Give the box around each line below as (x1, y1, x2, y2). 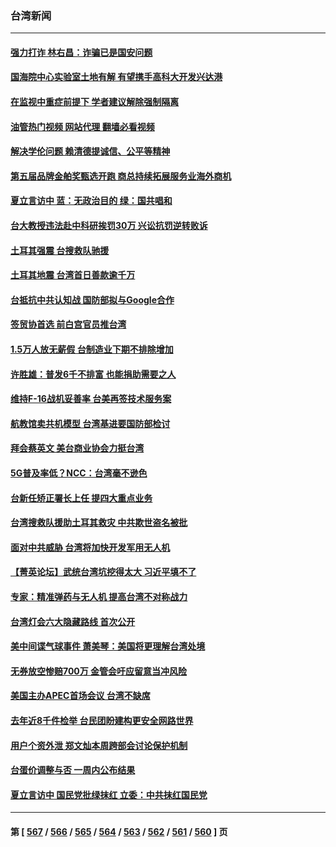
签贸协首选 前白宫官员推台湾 (10, 318, 127, 331)
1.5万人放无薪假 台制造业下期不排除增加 (10, 343, 174, 356)
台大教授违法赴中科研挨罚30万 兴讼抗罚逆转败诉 (10, 220, 208, 232)
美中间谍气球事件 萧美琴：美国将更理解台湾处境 (10, 640, 206, 652)
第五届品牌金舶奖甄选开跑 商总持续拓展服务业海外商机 (10, 170, 232, 182)
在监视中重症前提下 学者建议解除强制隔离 (10, 96, 180, 108)
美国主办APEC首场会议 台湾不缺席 (10, 690, 151, 702)
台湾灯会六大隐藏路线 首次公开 (10, 615, 136, 627)
